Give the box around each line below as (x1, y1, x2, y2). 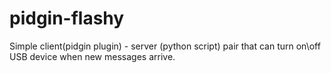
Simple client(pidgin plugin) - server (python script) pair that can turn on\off (9, 40, 321, 52)
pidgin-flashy (9, 7, 125, 30)
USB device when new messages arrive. (9, 50, 176, 62)
